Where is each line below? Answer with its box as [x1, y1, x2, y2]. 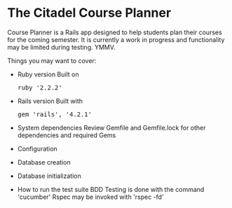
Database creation [17, 158, 71, 166]
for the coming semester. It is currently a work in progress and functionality [7, 35, 225, 43]
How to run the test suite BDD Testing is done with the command [17, 185, 205, 193]
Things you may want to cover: [7, 56, 97, 64]
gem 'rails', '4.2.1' [17, 110, 93, 118]
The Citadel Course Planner [7, 5, 172, 21]
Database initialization [17, 172, 82, 180]
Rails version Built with [17, 97, 83, 105]
